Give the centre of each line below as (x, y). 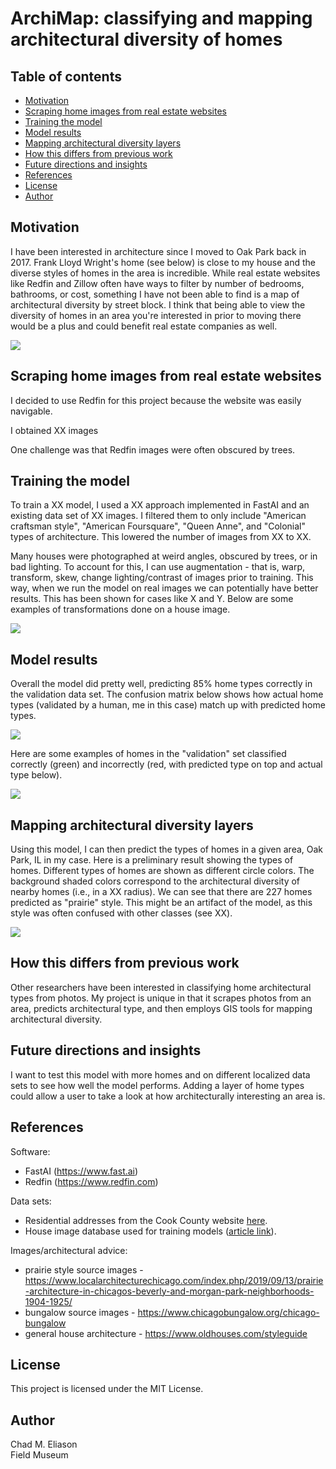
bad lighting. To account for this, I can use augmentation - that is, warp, (158, 567)
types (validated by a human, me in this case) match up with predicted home (168, 705)
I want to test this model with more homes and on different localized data (160, 1074)
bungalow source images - (80, 1312)
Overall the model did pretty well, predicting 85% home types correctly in (161, 684)
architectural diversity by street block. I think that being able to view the (158, 304)
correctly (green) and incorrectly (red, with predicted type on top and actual (166, 764)
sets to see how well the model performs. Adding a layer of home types (157, 1085)
